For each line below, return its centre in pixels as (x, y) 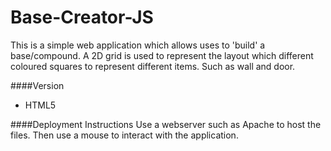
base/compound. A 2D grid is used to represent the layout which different (162, 55)
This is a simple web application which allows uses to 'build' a (138, 45)
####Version (37, 85)
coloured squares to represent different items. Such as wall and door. (153, 66)
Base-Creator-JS (82, 17)
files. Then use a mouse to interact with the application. (124, 135)
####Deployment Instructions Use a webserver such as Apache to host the (166, 124)
